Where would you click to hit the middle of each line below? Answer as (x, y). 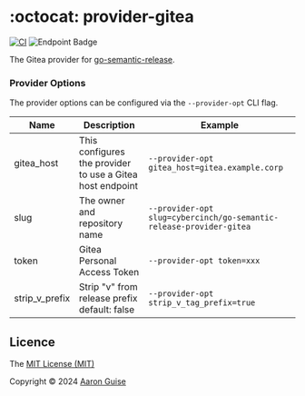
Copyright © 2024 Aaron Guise (68, 381)
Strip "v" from (108, 287)
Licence (33, 342)
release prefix (108, 299)
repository (101, 223)
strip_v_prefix (42, 299)
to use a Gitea (108, 174)
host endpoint (108, 186)
